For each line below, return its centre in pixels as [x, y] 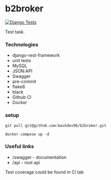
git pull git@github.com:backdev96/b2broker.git [56, 126]
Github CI [22, 97]
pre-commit [24, 81]
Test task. [15, 32]
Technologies [22, 44]
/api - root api [26, 162]
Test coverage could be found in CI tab [44, 172]
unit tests [22, 61]
